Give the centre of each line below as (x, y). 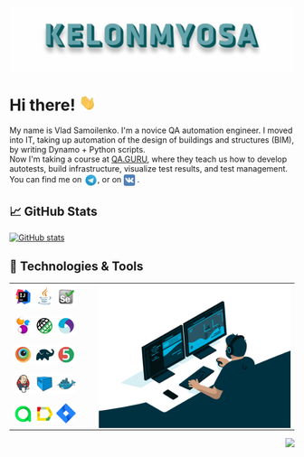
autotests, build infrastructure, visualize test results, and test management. (148, 168)
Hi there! (43, 105)
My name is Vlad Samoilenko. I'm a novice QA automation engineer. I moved (151, 130)
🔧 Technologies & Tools (76, 266)
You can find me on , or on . (75, 179)
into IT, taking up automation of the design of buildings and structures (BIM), (152, 140)
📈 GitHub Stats (53, 211)
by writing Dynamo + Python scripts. (78, 149)
